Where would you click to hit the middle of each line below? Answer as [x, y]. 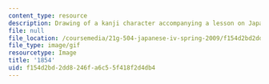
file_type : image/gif [44, 46]
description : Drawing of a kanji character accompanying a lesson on [127, 23]
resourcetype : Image [43, 53]
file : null [26, 30]
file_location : [34, 38]
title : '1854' [32, 61]
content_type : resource [48, 16]
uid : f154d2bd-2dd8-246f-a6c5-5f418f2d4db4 [82, 68]
